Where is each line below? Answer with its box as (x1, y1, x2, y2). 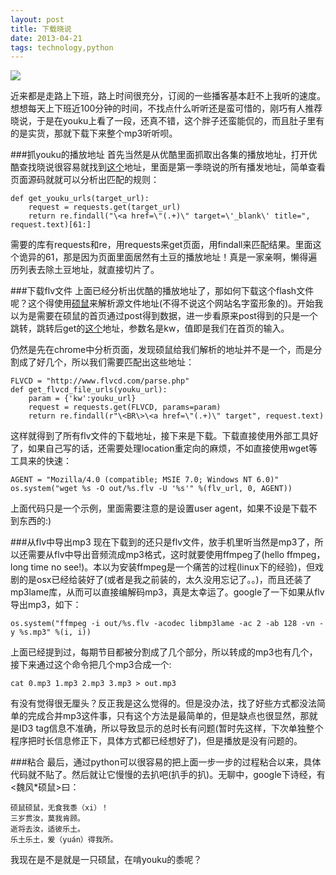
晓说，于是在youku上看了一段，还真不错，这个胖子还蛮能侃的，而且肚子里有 (10, 115, 325, 127)
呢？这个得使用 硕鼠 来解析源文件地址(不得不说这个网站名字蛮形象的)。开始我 (10, 297, 324, 310)
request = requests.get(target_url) (28, 202, 182, 213)
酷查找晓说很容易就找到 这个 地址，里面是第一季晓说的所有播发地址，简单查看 (10, 161, 326, 173)
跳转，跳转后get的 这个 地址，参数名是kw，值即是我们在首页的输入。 (10, 322, 290, 335)
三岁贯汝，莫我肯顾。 (10, 814, 85, 824)
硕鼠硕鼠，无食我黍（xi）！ (10, 803, 110, 813)
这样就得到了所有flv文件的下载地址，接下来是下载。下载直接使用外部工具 (10, 430, 310, 442)
